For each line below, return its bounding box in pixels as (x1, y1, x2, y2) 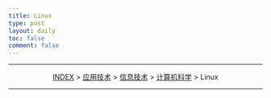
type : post (8, 19, 45, 27)
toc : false (8, 34, 45, 43)
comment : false (8, 42, 60, 50)
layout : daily (8, 27, 56, 35)
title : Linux (8, 11, 52, 20)
